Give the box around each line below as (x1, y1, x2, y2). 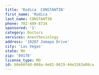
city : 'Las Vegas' (5, 44, 43, 49)
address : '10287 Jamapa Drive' (5, 39, 70, 44)
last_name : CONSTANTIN (5, 16, 52, 21)
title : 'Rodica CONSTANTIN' (5, 7, 65, 12)
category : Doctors (5, 30, 43, 35)
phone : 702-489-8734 (5, 21, 48, 26)
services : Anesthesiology (5, 35, 58, 40)
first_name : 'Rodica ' (5, 12, 52, 17)
